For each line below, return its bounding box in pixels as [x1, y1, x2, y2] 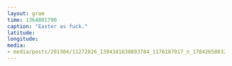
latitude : [7, 29, 36, 36]
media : [7, 42, 26, 49]
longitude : [7, 36, 39, 43]
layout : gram [7, 10, 45, 17]
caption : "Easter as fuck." [7, 23, 88, 30]
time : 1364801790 [7, 16, 57, 23]
